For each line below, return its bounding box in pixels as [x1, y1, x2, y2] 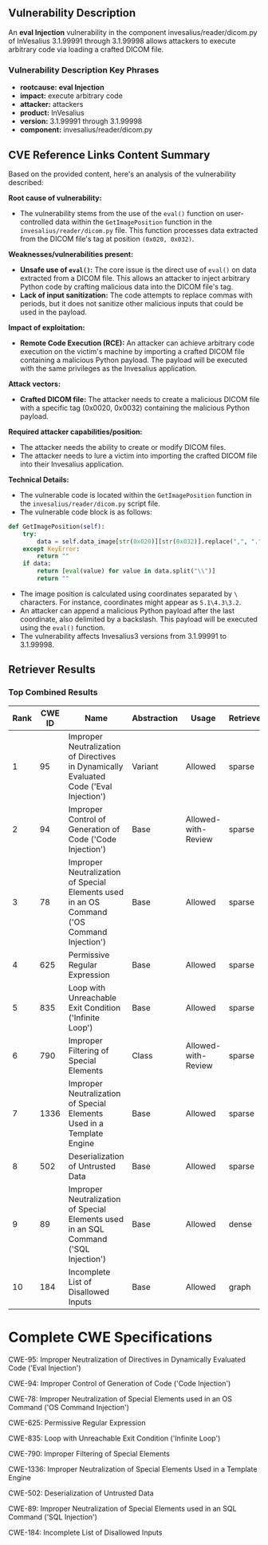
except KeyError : [22, 545, 81, 553]
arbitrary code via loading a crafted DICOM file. [8, 44, 164, 54]
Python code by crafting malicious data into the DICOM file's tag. [19, 282, 234, 291]
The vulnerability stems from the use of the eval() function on [19, 208, 225, 218]
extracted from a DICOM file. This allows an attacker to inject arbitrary [19, 273, 250, 282]
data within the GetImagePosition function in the [54, 217, 213, 227]
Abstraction [131, 712, 178, 723]
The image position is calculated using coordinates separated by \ [19, 589, 238, 598]
